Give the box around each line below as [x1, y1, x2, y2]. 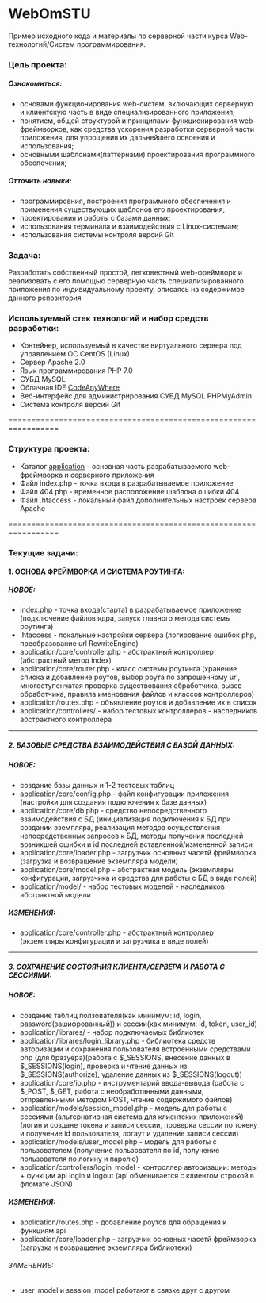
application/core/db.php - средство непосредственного [19, 805, 207, 815]
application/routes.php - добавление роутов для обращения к [19, 1217, 227, 1227]
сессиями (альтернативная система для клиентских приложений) [19, 1112, 244, 1121]
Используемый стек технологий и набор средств [8, 313, 209, 324]
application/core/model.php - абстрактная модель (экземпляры [19, 864, 234, 874]
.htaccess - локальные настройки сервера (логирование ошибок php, [19, 630, 256, 640]
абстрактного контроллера [19, 715, 112, 725]
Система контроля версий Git [19, 400, 121, 409]
